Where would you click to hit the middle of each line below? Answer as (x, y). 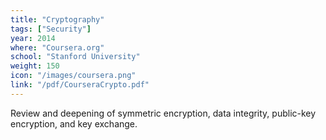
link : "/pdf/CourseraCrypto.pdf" (80, 85)
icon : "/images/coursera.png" (73, 76)
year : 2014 (33, 38)
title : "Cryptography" (57, 19)
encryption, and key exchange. (74, 123)
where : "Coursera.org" (57, 47)
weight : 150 (35, 66)
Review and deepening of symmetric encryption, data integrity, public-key (163, 113)
